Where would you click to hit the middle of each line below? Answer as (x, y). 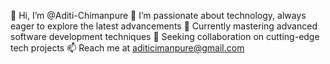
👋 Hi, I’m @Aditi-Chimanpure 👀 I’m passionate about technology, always (158, 15)
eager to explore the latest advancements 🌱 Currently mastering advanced (164, 26)
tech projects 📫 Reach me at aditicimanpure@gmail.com (127, 48)
